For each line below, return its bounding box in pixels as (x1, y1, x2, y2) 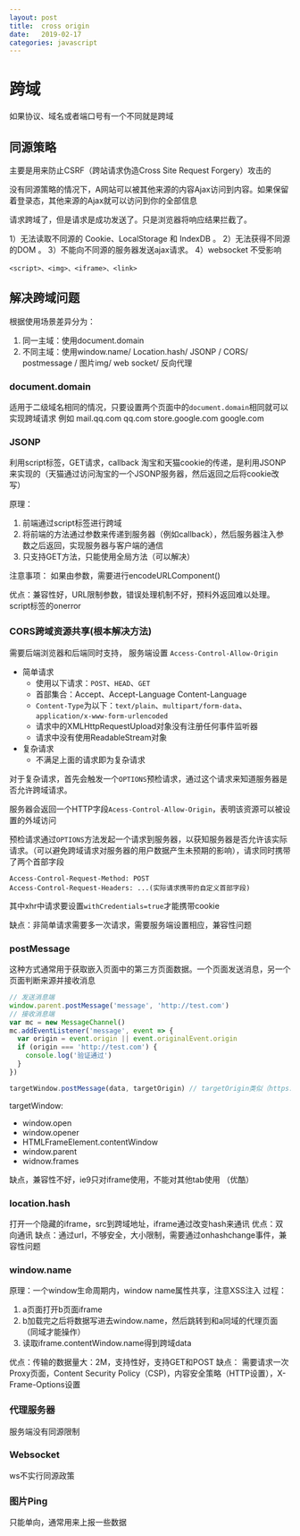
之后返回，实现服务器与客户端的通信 (29, 540, 163, 551)
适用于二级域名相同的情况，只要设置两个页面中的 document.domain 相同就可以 (9, 402, 288, 413)
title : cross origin (9, 21, 90, 30)
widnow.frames (21, 1155, 79, 1166)
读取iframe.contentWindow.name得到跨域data (21, 1338, 192, 1349)
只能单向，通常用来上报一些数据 (9, 1517, 127, 1528)
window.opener (21, 1127, 79, 1137)
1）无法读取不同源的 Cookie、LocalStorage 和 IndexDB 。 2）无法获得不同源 (9, 234, 290, 244)
